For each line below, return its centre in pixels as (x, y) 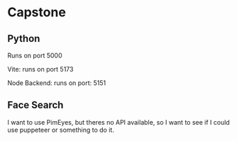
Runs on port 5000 (35, 55)
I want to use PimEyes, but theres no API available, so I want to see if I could (119, 122)
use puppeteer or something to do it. (61, 130)
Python (24, 39)
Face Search (35, 105)
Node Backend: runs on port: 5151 (57, 83)
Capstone (37, 12)
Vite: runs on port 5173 (40, 69)
